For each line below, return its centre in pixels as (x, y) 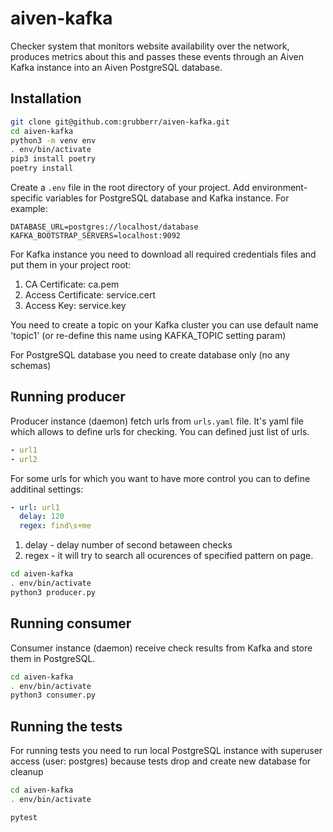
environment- (279, 187)
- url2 (24, 459)
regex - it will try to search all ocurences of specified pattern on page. (169, 556)
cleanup (27, 772)
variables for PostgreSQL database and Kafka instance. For (167, 198)
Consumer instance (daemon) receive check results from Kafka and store (161, 648)
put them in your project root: (71, 265)
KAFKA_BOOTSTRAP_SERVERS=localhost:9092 (96, 236)
